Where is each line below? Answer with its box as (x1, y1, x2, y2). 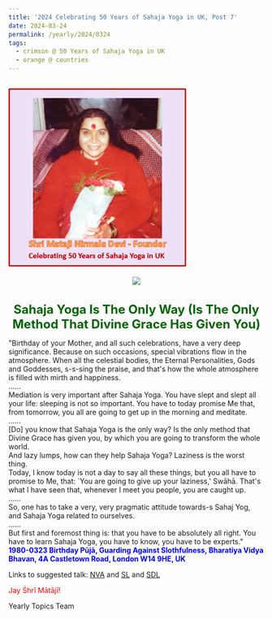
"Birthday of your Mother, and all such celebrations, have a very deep (8, 338, 241, 348)
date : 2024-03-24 (8, 21, 67, 30)
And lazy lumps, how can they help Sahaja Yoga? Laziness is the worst (8, 450, 245, 460)
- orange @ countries (15, 56, 89, 64)
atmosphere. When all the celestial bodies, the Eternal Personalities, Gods (8, 355, 256, 365)
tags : (8, 39, 27, 47)
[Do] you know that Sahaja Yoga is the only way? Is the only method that (8, 424, 251, 434)
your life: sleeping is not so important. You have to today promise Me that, (8, 398, 256, 408)
